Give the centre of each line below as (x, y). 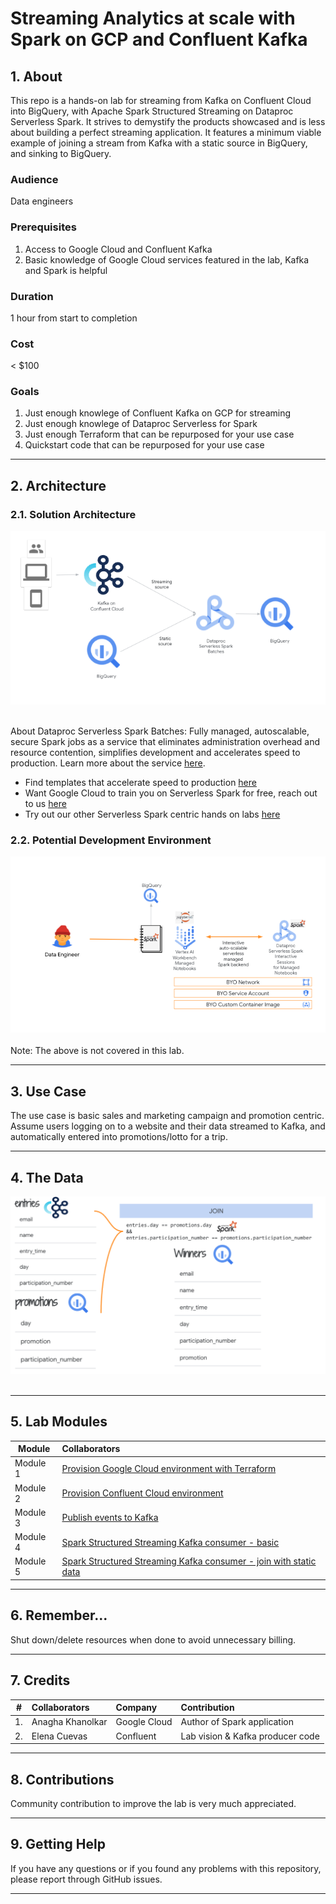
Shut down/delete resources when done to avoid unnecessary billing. (153, 1639)
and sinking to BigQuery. (61, 153)
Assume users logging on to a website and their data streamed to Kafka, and (168, 1126)
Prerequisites (43, 227)
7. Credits (40, 1680)
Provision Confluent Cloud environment (142, 1493)
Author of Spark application (237, 1722)
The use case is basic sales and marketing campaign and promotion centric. (167, 1116)
